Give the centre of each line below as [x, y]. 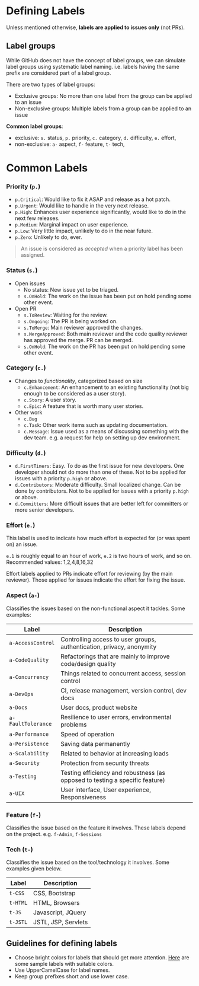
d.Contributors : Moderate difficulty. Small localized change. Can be [98, 485]
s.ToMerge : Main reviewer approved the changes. [83, 327]
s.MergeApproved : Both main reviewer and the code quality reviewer [105, 334]
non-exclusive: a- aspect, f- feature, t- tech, [70, 144]
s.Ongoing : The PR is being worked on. [70, 321]
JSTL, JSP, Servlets [61, 922]
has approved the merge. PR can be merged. [78, 340]
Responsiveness [83, 797]
